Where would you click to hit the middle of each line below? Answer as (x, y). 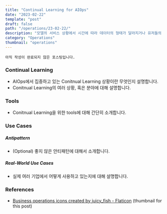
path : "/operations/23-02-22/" (38, 29)
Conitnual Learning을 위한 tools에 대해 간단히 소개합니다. (69, 113)
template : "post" (23, 19)
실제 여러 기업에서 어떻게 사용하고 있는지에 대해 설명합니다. (70, 176)
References (20, 190)
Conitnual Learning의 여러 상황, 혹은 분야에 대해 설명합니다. (72, 88)
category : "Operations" (30, 38)
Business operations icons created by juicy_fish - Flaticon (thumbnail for (87, 200)
